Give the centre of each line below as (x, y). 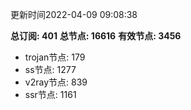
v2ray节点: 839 (56, 82)
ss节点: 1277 (50, 69)
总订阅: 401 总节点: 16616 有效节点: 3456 (96, 36)
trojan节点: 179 (55, 57)
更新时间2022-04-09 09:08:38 (74, 14)
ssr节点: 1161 (50, 94)
